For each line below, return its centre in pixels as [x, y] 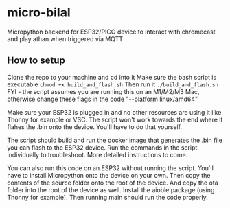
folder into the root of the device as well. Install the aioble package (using [111, 189]
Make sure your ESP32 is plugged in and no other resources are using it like [114, 112]
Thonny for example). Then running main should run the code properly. [107, 197]
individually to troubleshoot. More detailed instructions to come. [97, 154]
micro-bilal [39, 13]
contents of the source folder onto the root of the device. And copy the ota [113, 183]
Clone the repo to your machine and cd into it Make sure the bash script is [112, 77]
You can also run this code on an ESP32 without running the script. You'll [111, 168]
